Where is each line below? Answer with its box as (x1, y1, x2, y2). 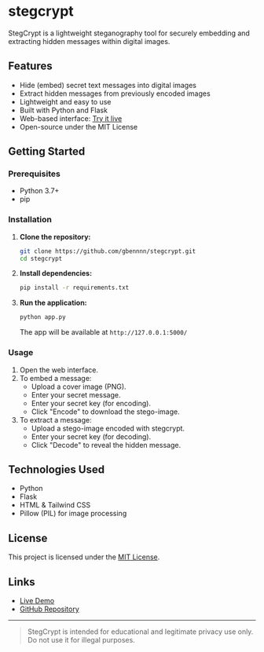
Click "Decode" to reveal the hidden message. (31, 440, 181, 449)
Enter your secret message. (31, 390, 121, 399)
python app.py (19, 313, 66, 321)
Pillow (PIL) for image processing (19, 509, 127, 518)
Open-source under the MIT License (19, 122, 138, 131)
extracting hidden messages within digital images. (8, 36, 170, 46)
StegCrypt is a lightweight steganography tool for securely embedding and (8, 28, 250, 38)
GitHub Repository (19, 604, 80, 614)
